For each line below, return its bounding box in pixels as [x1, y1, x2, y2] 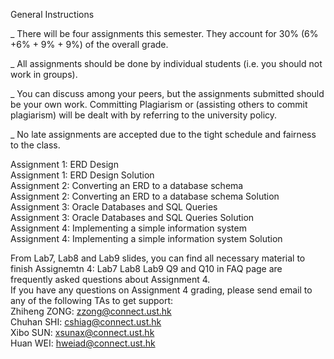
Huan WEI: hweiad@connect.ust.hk [10, 337, 156, 349]
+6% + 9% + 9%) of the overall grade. [10, 39, 169, 50]
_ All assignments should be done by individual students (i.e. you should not [10, 58, 323, 69]
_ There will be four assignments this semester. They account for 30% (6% [10, 28, 319, 39]
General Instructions [10, 9, 95, 20]
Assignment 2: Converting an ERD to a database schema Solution [10, 190, 280, 202]
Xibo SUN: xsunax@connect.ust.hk [10, 327, 155, 338]
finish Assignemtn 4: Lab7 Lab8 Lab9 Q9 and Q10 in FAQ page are [10, 263, 283, 274]
